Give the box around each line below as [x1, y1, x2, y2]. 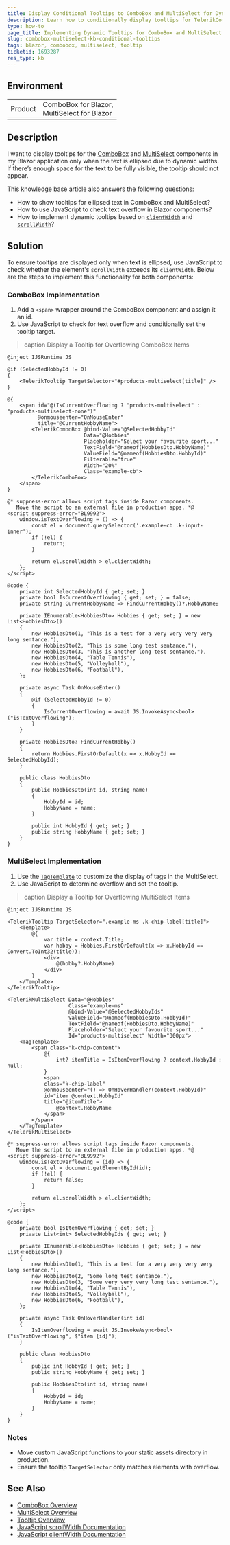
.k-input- [175, 523, 204, 529]
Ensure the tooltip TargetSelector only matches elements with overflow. [16, 1463, 220, 1472]
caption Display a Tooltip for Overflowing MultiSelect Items [23, 893, 190, 901]
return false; [43, 1176, 84, 1183]
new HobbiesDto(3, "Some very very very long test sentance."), [31, 1279, 219, 1285]
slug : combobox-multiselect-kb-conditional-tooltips [7, 36, 161, 43]
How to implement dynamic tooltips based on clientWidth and [16, 213, 193, 221]
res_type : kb [7, 55, 44, 62]
